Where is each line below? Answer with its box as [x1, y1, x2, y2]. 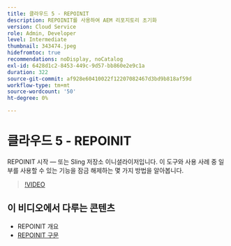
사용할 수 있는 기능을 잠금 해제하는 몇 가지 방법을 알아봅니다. [20, 166, 184, 175]
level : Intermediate [7, 36, 68, 43]
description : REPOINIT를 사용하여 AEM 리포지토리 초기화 [7, 17, 157, 24]
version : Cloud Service [7, 23, 77, 30]
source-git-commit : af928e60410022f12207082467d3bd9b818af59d [7, 75, 192, 82]
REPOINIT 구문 [17, 231, 59, 239]
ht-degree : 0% [7, 95, 49, 102]
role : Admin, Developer [7, 29, 77, 37]
